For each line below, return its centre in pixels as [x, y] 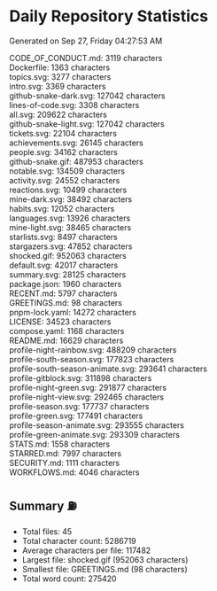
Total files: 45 [47, 531]
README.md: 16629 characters [66, 340]
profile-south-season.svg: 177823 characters [92, 359]
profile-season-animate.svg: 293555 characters [97, 425]
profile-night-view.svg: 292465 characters [87, 397]
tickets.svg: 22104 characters [63, 133]
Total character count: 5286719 [79, 540]
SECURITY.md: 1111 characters [65, 463]
